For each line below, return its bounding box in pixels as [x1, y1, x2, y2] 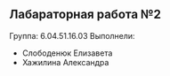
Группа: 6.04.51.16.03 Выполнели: [9, 30, 135, 41]
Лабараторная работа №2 [9, 7, 162, 22]
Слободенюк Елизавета [21, 48, 113, 58]
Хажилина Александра [21, 57, 109, 67]
